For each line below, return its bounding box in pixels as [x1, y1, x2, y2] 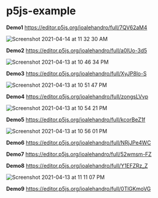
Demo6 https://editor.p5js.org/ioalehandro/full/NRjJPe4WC [6, 139, 151, 146]
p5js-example [6, 4, 76, 18]
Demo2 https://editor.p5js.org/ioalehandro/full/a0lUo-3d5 [6, 46, 147, 54]
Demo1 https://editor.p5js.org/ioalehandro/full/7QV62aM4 [6, 24, 147, 31]
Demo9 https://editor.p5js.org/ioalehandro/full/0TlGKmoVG [6, 185, 151, 192]
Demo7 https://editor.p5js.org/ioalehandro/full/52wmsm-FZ [6, 150, 152, 158]
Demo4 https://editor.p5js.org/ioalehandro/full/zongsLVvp [6, 93, 148, 100]
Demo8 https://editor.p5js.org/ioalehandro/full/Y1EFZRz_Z [6, 162, 148, 169]
